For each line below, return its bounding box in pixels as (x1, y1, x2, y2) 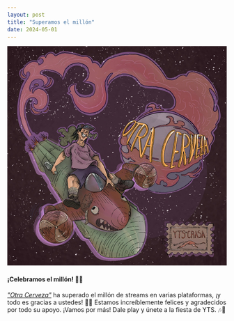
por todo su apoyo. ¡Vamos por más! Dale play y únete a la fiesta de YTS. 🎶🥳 (7, 305, 226, 313)
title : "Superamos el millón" (7, 18, 95, 26)
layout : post (7, 11, 45, 18)
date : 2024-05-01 (7, 26, 58, 33)
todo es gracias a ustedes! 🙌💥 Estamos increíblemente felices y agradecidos (7, 298, 226, 306)
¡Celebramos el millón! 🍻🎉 (7, 275, 84, 283)
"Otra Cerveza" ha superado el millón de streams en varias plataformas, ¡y (7, 290, 221, 299)
